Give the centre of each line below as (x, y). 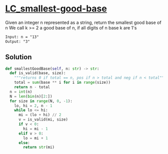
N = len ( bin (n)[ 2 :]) (31, 96)
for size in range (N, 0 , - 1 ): (41, 101)
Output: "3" (17, 41)
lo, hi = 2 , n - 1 (33, 106)
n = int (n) (21, 92)
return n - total (32, 87)
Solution (18, 57)
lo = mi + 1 (36, 138)
